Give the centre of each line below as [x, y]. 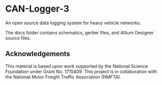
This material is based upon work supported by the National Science [77, 66]
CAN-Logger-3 [37, 9]
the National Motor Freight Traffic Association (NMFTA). [63, 77]
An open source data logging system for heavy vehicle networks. [73, 23]
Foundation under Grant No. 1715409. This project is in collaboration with [81, 71]
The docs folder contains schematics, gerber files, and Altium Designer [79, 32]
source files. [18, 38]
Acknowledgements [38, 54]
